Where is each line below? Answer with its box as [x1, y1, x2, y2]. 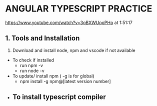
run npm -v [19, 62, 43, 68]
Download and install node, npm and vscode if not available [12, 47, 136, 53]
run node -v [19, 67, 44, 73]
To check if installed [12, 57, 54, 63]
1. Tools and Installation [5, 34, 80, 42]
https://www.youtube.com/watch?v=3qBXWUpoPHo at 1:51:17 [5, 19, 132, 25]
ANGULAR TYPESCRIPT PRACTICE [5, 3, 152, 14]
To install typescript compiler [12, 93, 106, 101]
